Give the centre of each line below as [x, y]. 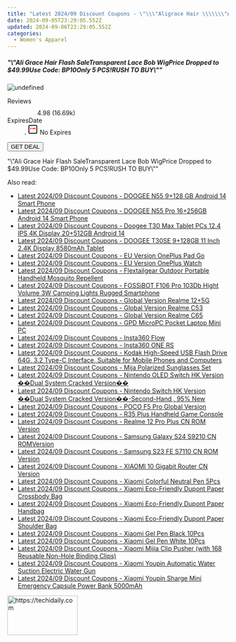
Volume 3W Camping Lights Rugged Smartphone [88, 293]
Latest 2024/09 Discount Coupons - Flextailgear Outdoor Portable [113, 270]
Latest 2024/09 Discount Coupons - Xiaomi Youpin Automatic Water [116, 563]
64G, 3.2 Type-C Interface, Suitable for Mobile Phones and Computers [120, 360]
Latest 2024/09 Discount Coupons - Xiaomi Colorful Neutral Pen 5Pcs [119, 481]
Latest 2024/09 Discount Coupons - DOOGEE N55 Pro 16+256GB [112, 211]
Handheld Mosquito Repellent [60, 278]
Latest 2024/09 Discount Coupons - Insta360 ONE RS [96, 346]
